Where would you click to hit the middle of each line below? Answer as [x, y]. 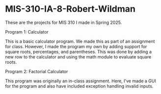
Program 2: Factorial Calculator [37, 71]
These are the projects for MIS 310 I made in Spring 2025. [64, 22]
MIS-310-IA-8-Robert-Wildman [70, 9]
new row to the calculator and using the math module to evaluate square [78, 56]
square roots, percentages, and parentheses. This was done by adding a [79, 52]
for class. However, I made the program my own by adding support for [76, 46]
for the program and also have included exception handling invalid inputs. [79, 86]
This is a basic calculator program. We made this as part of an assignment [80, 41]
